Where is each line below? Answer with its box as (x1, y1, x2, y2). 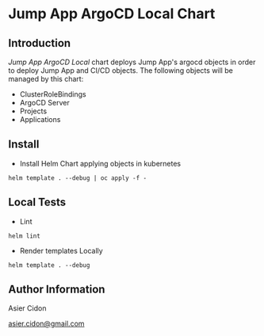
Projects (19, 106, 48, 116)
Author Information (8, 283, 105, 296)
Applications (19, 115, 61, 124)
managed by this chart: (8, 74, 84, 83)
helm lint (8, 231, 41, 240)
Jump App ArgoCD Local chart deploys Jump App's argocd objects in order (8, 57, 256, 67)
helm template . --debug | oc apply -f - (8, 174, 147, 182)
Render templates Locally (19, 246, 103, 255)
